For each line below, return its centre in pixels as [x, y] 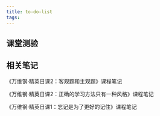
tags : [13, 17]
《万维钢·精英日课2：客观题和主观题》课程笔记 [64, 81]
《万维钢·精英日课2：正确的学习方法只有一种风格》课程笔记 [80, 94]
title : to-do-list [29, 12]
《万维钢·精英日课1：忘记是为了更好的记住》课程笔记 [72, 106]
